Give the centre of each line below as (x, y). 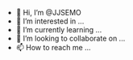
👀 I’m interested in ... (50, 21)
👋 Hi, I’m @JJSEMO (49, 13)
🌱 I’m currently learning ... (59, 30)
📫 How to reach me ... (53, 47)
